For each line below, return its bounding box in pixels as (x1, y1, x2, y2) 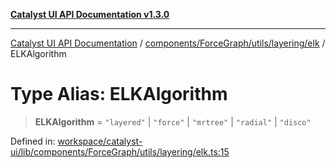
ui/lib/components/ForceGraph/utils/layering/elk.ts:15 (10, 145, 230, 158)
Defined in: (10, 135, 56, 147)
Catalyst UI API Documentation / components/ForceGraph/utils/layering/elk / (10, 37, 326, 49)
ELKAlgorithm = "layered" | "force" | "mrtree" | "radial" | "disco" (34, 115, 312, 128)
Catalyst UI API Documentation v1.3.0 (10, 9, 170, 20)
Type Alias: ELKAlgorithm (10, 83, 228, 106)
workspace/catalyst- (57, 135, 143, 147)
